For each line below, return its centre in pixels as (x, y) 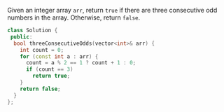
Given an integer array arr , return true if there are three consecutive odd (112, 10)
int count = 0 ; (42, 50)
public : (21, 37)
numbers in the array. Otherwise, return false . (74, 17)
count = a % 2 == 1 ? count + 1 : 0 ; (81, 63)
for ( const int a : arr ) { (59, 56)
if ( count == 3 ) (49, 69)
